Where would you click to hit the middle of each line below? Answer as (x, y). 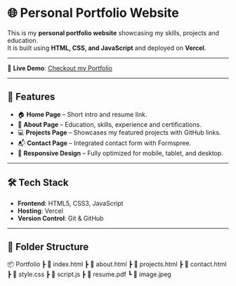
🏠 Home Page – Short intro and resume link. (82, 114)
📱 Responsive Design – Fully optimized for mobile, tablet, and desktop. (120, 153)
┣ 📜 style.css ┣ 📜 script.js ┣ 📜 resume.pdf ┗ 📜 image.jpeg (90, 274)
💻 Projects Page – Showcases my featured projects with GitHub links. (119, 132)
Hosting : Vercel (40, 211)
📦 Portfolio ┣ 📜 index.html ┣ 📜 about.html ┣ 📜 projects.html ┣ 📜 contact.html (117, 264)
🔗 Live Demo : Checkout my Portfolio (60, 68)
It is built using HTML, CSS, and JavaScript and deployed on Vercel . (107, 48)
